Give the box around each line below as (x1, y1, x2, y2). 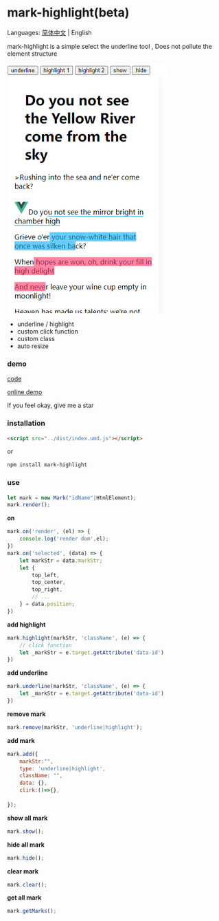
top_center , (32, 579, 67, 586)
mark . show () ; (7, 827, 45, 835)
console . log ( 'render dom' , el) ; (19, 535, 109, 543)
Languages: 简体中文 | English (7, 28, 93, 36)
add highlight (7, 620, 46, 629)
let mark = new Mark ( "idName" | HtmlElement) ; (7, 494, 137, 501)
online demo (7, 388, 43, 396)
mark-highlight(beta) (7, 5, 130, 21)
